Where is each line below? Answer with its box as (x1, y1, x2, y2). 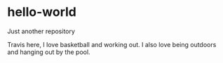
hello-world (7, 4, 77, 20)
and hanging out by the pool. (7, 48, 90, 56)
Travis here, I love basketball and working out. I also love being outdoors (7, 40, 217, 48)
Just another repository (7, 27, 76, 35)
